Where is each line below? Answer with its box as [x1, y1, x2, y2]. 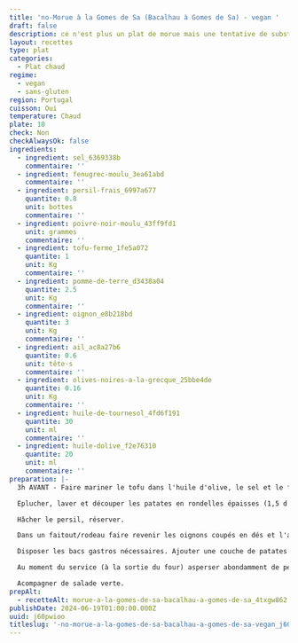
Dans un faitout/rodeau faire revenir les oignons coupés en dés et [17, 531, 276, 540]
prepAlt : [9, 587, 42, 596]
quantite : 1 [25, 252, 69, 262]
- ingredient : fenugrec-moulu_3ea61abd [17, 169, 165, 178]
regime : [9, 71, 38, 80]
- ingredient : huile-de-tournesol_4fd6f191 [17, 409, 180, 418]
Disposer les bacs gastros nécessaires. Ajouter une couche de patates [17, 547, 288, 556]
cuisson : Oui [9, 104, 58, 113]
